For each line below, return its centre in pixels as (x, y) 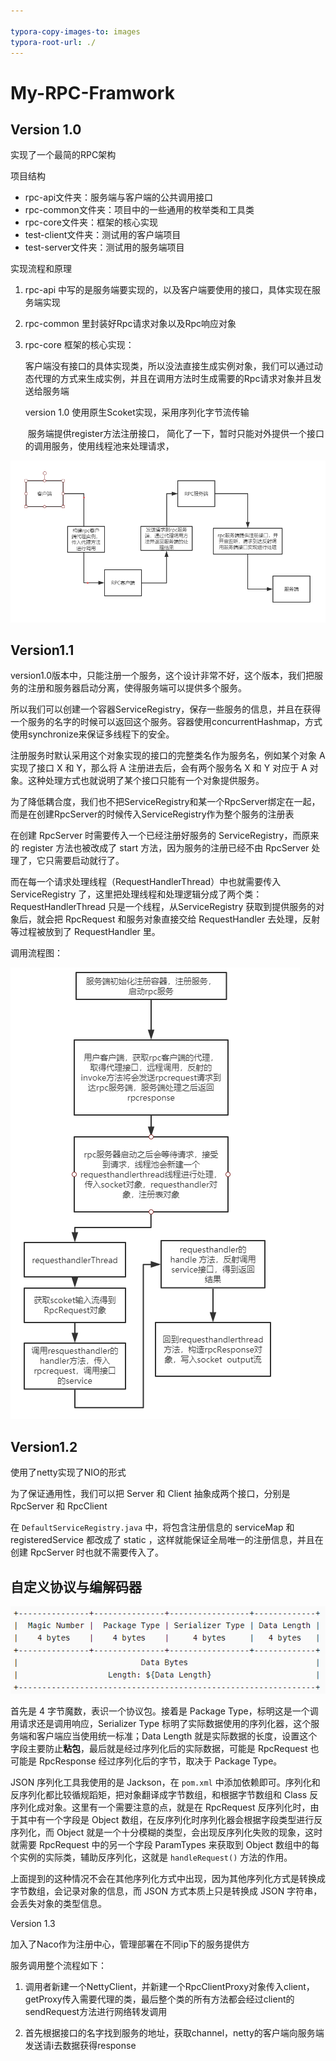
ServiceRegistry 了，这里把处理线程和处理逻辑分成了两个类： (136, 894)
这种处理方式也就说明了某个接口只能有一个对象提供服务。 (146, 781)
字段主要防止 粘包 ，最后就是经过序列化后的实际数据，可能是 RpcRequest (159, 1748)
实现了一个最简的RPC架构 (63, 155)
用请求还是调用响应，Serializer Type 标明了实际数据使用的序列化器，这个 (161, 1723)
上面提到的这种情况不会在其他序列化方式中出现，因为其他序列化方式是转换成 (168, 1878)
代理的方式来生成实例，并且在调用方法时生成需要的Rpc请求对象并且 (173, 379)
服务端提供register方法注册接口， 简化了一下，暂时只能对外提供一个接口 (176, 434)
